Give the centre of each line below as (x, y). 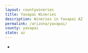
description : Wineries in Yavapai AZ (44, 19)
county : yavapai (22, 28)
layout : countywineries (30, 10)
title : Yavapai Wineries (31, 14)
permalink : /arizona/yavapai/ (36, 24)
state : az (15, 33)
